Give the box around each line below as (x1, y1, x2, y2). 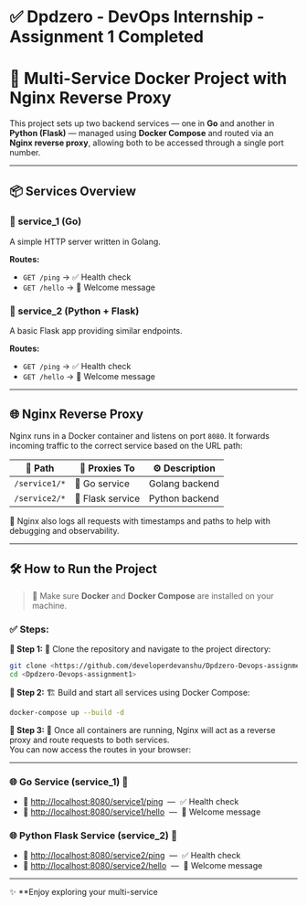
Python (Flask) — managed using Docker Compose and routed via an (9, 128, 274, 139)
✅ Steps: (9, 623, 49, 635)
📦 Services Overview (9, 183, 137, 198)
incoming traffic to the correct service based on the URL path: (9, 440, 244, 451)
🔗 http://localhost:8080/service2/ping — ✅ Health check (22, 850, 241, 861)
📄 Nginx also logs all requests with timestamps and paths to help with (9, 515, 271, 527)
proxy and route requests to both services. (9, 734, 170, 745)
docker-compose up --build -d (9, 708, 125, 717)
